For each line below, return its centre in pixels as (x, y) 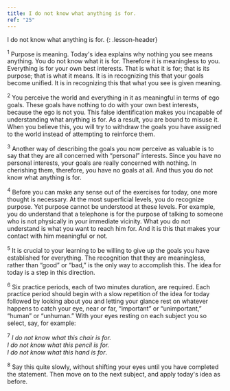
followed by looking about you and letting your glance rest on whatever (107, 301)
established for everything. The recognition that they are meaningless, (106, 258)
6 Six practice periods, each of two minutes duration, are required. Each (109, 286)
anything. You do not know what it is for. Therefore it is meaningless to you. (114, 61)
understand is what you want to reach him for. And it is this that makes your (114, 229)
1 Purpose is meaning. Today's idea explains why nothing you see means (110, 54)
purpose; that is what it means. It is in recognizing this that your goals (105, 76)
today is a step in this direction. (51, 272)
